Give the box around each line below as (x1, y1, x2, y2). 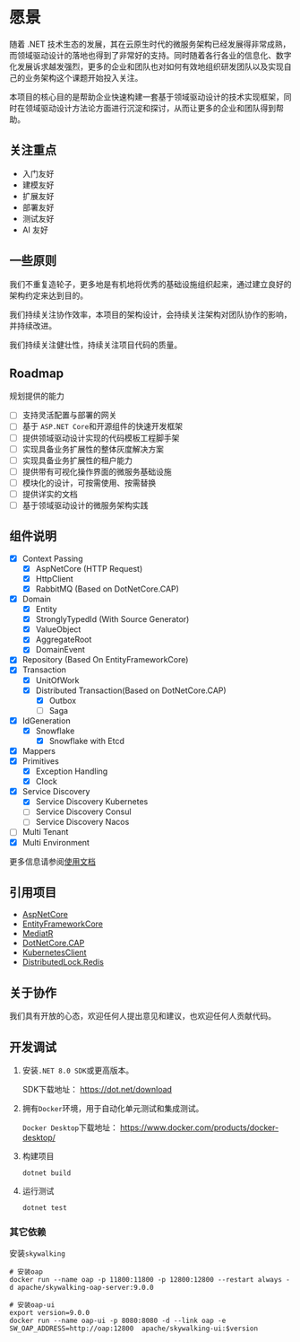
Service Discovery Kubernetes (35, 796, 149, 807)
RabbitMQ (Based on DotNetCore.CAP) (35, 583, 179, 594)
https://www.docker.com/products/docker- (119, 1122, 279, 1133)
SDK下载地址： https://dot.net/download (21, 1084, 173, 1094)
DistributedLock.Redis (21, 957, 105, 968)
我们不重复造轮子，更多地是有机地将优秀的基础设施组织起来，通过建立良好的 (9, 278, 292, 289)
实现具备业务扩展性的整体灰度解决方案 (21, 443, 164, 454)
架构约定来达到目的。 (9, 290, 88, 301)
